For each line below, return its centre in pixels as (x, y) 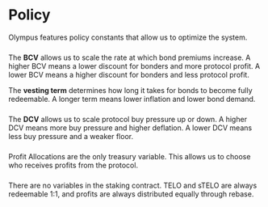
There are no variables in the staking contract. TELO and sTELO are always (133, 185)
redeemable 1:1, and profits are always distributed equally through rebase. (131, 194)
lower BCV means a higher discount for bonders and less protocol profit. (129, 74)
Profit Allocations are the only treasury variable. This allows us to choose (130, 156)
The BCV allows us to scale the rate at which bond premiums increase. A (130, 57)
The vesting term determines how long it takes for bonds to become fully (130, 90)
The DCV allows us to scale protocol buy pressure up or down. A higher (128, 119)
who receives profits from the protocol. (73, 165)
